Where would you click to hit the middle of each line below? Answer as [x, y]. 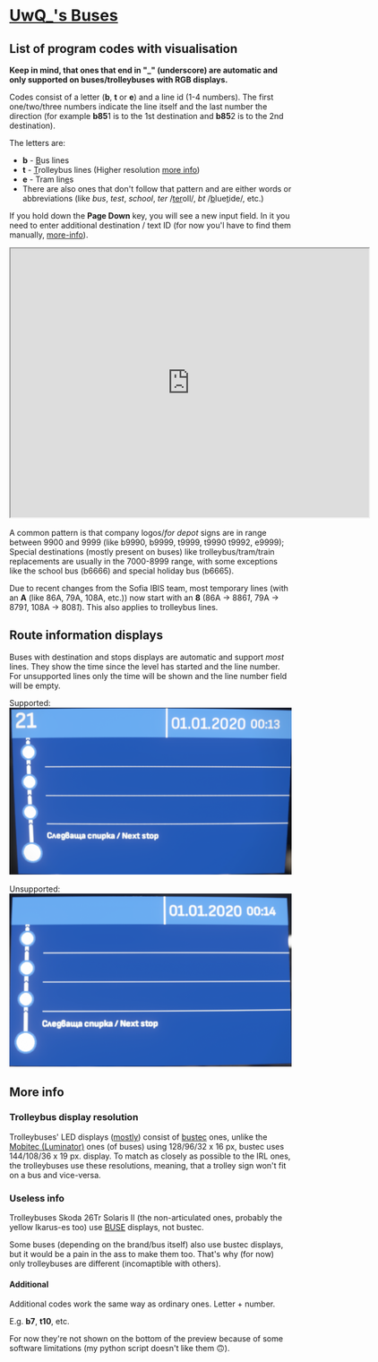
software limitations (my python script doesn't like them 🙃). [120, 1349]
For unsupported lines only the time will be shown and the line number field [148, 676]
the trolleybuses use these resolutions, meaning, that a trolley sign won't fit [148, 1165]
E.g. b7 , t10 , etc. [39, 1322]
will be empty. [35, 685]
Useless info [37, 1198]
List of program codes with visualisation [124, 49]
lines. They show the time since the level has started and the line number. [145, 666]
